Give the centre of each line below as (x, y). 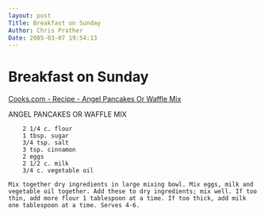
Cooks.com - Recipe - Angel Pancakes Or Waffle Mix (95, 99)
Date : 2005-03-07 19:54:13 (53, 38)
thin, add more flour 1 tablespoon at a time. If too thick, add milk (127, 199)
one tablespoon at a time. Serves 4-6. (74, 206)
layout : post (30, 15)
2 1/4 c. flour (48, 129)
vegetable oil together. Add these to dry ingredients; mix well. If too (133, 191)
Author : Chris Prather (46, 30)
